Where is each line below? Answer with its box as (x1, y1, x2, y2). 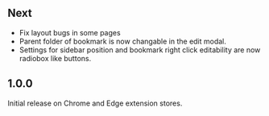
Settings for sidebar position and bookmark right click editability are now (19, 44, 261, 55)
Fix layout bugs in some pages (19, 27, 122, 37)
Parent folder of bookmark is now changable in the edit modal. (19, 36, 227, 46)
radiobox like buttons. (19, 53, 92, 63)
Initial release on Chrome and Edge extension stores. (7, 98, 183, 108)
